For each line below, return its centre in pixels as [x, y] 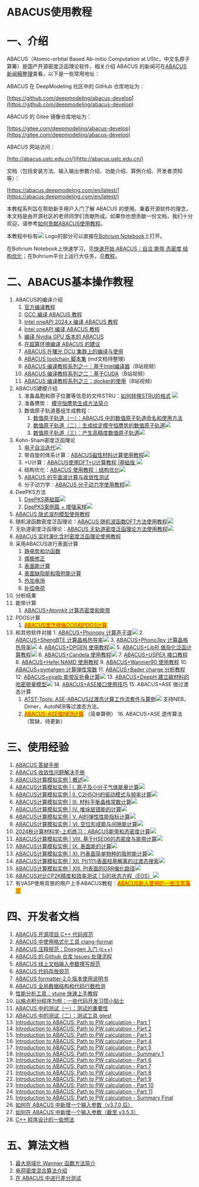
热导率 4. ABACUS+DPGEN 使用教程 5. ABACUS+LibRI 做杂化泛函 [101, 647]
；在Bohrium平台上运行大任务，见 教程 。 [71, 256]
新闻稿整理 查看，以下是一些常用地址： [53, 74]
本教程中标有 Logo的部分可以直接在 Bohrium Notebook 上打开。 [86, 236]
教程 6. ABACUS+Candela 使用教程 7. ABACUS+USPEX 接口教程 [104, 655]
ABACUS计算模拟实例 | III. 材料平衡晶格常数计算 [73, 802]
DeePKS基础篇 [42, 499]
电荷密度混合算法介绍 [41, 1170]
